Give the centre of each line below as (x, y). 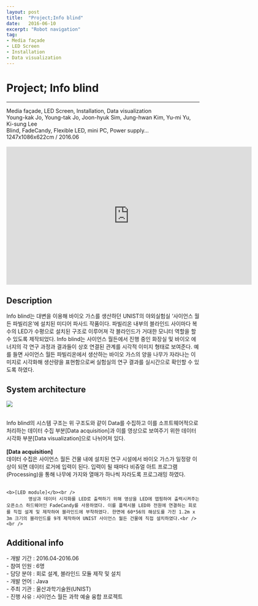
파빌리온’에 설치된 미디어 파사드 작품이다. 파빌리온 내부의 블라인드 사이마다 (102, 324)
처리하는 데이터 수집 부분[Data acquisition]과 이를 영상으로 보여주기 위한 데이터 (101, 431)
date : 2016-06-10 (31, 23)
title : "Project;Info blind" (45, 18)
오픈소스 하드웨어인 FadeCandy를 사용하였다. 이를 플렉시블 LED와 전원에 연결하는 (96, 506)
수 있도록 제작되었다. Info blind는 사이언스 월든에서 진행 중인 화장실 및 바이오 (98, 339)
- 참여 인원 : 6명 (25, 566)
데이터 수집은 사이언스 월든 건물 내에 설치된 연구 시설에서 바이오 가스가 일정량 (99, 459)
